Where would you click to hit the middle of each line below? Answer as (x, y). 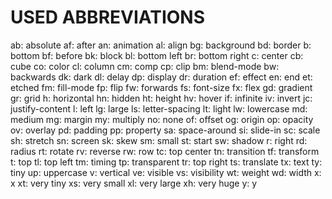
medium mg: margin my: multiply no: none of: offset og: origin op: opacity (162, 119)
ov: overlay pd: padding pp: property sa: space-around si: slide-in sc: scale (165, 130)
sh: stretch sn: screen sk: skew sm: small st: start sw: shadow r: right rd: (159, 140)
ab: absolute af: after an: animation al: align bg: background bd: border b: (161, 45)
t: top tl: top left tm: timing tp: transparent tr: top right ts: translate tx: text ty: (166, 162)
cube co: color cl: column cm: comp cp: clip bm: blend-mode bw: (145, 66)
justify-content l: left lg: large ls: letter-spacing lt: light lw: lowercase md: (159, 108)
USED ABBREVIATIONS (108, 17)
